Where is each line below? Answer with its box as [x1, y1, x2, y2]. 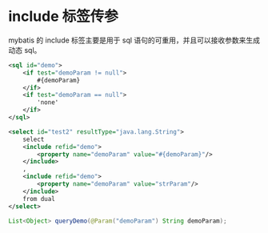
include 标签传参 [8, 7, 118, 26]
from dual [22, 195, 56, 203]
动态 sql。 [8, 45, 42, 54]
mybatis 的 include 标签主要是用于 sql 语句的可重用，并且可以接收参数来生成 [8, 35, 261, 45]
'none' [37, 98, 59, 106]
